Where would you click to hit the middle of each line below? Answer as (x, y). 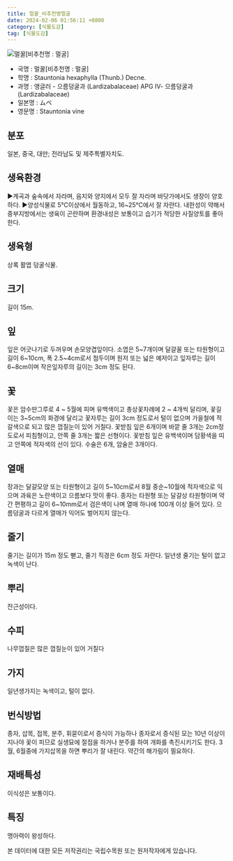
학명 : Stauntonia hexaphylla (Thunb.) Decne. (82, 78)
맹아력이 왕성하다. (32, 835)
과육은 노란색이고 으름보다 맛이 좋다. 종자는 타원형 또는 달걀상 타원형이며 (119, 495)
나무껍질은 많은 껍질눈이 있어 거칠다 (56, 649)
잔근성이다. (22, 606)
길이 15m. (20, 307)
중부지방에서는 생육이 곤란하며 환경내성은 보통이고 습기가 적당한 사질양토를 (109, 213)
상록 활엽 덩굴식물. (32, 265)
